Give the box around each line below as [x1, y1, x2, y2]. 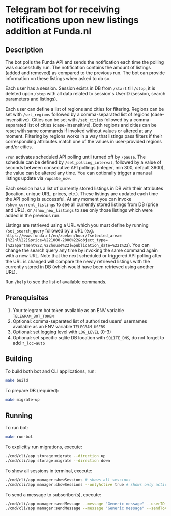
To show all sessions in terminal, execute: [5, 468, 93, 474]
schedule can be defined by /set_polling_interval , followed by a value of [5, 159, 162, 165]
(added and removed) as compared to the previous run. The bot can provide [5, 70, 165, 76]
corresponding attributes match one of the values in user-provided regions [5, 139, 162, 144]
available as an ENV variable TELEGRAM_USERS [12, 323, 106, 329]
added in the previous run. [5, 213, 61, 218]
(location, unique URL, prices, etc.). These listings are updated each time [5, 191, 158, 197]
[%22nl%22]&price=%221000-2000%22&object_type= [5, 238, 108, 243]
